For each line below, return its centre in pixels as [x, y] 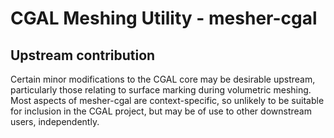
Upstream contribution [83, 55]
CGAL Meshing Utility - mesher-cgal [164, 18]
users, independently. [55, 121]
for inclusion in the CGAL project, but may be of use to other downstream [161, 111]
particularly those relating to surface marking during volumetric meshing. [161, 90]
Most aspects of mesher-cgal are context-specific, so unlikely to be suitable [167, 100]
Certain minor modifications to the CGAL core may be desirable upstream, [163, 79]
